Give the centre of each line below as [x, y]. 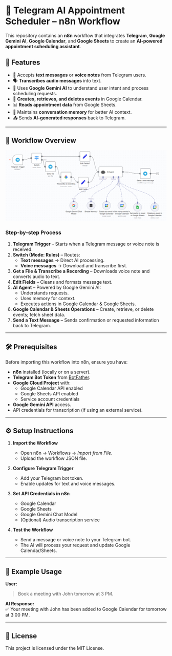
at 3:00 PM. [18, 615]
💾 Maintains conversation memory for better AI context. [72, 112]
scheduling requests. [35, 93]
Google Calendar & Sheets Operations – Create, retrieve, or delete [83, 309]
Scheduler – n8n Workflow [63, 21]
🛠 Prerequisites [31, 347]
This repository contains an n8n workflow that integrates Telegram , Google [85, 35]
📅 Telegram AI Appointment [65, 10]
